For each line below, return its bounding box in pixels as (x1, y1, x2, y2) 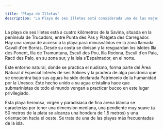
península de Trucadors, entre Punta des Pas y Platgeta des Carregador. (5, 34, 150, 40)
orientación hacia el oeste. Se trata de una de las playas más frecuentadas (5, 115, 154, 121)
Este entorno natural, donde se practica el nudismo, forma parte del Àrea (5, 64, 151, 70)
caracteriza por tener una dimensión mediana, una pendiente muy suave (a (5, 105, 155, 111)
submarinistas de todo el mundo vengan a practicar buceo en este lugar (5, 85, 149, 91)
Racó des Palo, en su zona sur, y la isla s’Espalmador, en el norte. (5, 55, 136, 61)
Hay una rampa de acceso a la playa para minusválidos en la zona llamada (5, 39, 154, 45)
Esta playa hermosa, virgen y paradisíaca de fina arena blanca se (5, 99, 135, 105)
